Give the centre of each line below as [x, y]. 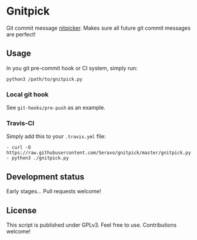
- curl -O [19, 148]
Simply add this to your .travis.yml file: [56, 136]
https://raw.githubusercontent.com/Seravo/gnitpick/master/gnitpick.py [98, 153]
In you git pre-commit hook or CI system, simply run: [72, 68]
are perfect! [21, 34]
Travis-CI [20, 123]
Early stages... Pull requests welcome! [54, 192]
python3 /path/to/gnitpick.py [45, 79]
